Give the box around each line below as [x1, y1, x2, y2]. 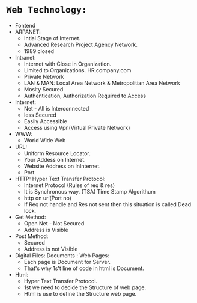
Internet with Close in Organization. [23, 60, 112, 67]
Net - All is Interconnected [23, 105, 89, 112]
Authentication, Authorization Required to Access [23, 92, 146, 99]
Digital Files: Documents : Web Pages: [14, 251, 109, 259]
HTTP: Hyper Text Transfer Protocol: [14, 175, 106, 182]
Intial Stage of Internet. [23, 34, 81, 41]
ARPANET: [14, 28, 41, 35]
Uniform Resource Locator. [23, 149, 91, 157]
